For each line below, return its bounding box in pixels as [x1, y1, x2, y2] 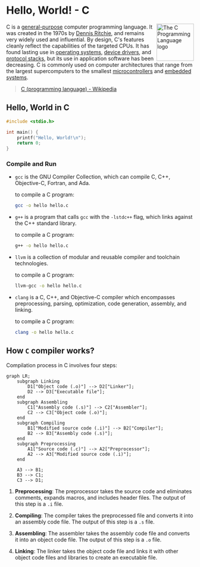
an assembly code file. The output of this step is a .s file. [14, 518, 155, 525]
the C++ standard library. [14, 220, 77, 227]
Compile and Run [6, 160, 57, 168]
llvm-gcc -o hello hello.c [14, 283, 82, 289]
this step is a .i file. [14, 500, 64, 508]
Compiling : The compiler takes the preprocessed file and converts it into [14, 512, 193, 519]
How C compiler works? [6, 346, 95, 356]
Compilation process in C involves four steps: [6, 361, 117, 369]
